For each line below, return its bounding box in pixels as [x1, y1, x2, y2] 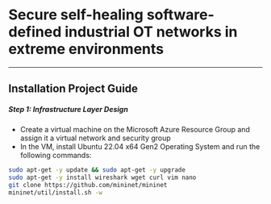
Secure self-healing [8, 6, 144, 24]
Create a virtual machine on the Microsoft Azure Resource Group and [19, 125, 250, 135]
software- [146, 6, 215, 24]
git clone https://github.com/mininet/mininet [8, 181, 168, 189]
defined [8, 23, 62, 41]
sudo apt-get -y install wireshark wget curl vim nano [8, 173, 197, 182]
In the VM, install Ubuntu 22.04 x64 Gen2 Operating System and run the [19, 142, 261, 152]
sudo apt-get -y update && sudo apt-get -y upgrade [8, 166, 186, 174]
